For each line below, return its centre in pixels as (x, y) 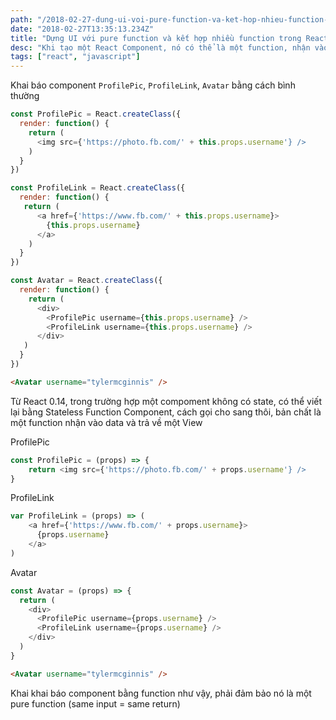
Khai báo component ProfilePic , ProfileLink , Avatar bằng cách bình (153, 85)
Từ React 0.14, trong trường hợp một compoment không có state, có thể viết (166, 401)
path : (21, 19)
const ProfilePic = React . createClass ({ (96, 114)
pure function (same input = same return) (95, 703)
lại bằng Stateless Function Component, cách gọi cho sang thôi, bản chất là (166, 412)
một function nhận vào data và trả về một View (106, 422)
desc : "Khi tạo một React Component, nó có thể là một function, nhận (160, 47)
